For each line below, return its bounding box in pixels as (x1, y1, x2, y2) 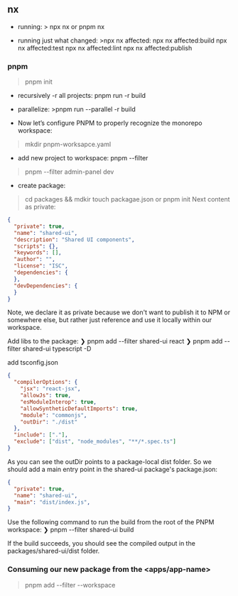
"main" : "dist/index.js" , (13, 498, 91, 506)
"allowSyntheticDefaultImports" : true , (20, 405, 139, 412)
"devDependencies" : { (13, 282, 78, 289)
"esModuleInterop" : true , (20, 398, 97, 405)
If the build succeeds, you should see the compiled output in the (7, 539, 195, 548)
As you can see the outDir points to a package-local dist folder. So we (7, 457, 212, 465)
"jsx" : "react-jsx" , (20, 385, 81, 392)
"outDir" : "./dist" (20, 418, 78, 426)
